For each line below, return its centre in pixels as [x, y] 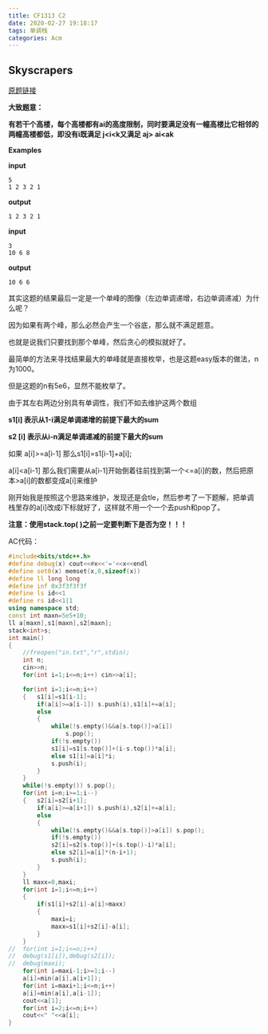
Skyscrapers [41, 70]
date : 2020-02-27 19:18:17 [53, 23]
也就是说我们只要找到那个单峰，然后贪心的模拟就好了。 [99, 342]
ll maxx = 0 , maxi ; [50, 882]
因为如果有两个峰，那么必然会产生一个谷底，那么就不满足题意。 [113, 325]
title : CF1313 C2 [37, 16]
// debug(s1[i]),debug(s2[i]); [62, 956]
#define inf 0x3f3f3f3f [48, 586]
